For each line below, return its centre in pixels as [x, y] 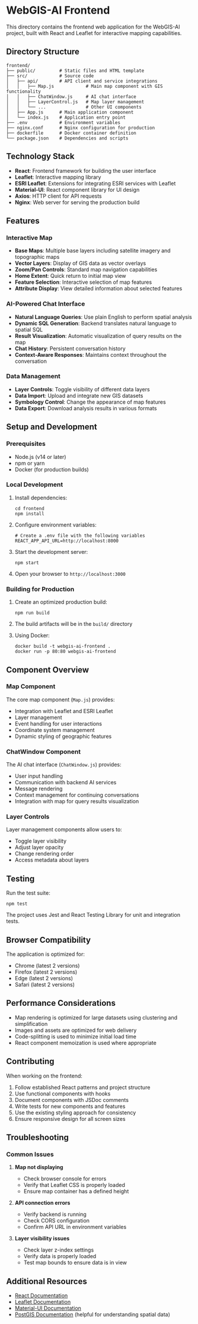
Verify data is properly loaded [60, 1256]
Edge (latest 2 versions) [44, 978]
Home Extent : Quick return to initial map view [70, 276]
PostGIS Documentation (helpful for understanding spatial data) [92, 1315]
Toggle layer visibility [41, 841]
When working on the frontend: [44, 1076]
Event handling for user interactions [58, 723]
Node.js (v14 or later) [40, 457]
